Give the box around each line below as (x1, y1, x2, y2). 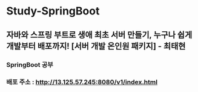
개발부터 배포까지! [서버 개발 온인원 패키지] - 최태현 (6, 41, 186, 51)
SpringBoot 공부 (6, 60, 53, 69)
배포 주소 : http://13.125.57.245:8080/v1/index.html (6, 78, 158, 87)
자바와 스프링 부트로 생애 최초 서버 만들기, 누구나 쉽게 (6, 29, 193, 40)
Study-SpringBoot (6, 4, 100, 18)
